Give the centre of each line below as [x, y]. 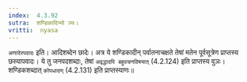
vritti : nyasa [33, 30]
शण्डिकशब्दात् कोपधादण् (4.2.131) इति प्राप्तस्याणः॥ [71, 70]
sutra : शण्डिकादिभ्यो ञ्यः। [44, 23]
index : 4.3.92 [33, 15]
